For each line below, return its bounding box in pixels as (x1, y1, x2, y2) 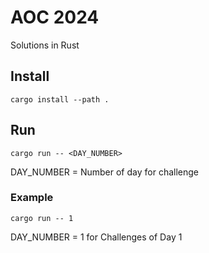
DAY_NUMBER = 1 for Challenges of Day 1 (10, 231, 183, 243)
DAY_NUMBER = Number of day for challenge (10, 166, 199, 178)
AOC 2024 (10, 6, 100, 29)
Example (10, 191, 54, 205)
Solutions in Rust (10, 39, 80, 51)
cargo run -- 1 (10, 213, 74, 223)
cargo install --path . (10, 94, 110, 105)
